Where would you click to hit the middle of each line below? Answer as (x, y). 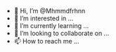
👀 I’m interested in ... (44, 18)
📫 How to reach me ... (46, 41)
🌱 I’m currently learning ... (51, 26)
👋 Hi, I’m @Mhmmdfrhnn (50, 11)
